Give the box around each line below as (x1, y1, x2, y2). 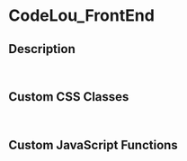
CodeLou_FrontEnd (8, 5, 155, 26)
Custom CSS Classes (8, 89, 129, 104)
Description (8, 41, 76, 57)
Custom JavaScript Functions (8, 138, 179, 153)
